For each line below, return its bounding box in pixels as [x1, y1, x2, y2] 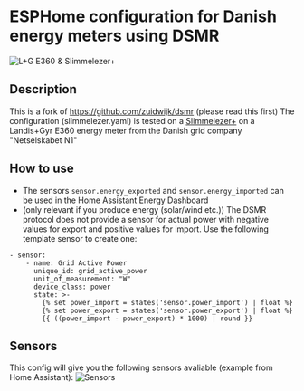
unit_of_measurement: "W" [33, 274, 131, 283]
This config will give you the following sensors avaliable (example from [9, 362, 273, 373]
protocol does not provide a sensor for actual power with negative [22, 214, 270, 224]
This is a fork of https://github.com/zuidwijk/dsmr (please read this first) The [9, 106, 296, 117]
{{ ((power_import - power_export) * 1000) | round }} [42, 314, 253, 323]
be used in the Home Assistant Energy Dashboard [22, 195, 209, 205]
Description [9, 81, 77, 97]
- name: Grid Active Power [25, 258, 128, 268]
